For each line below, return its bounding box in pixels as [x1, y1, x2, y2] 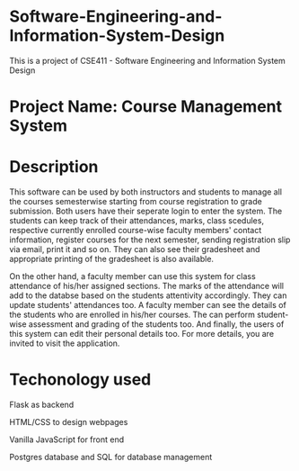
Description [9, 157, 99, 177]
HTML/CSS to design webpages [9, 417, 128, 427]
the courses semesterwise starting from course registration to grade [9, 196, 262, 207]
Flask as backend [9, 399, 75, 410]
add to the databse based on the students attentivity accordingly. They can [9, 290, 287, 301]
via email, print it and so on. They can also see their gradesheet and [9, 244, 260, 255]
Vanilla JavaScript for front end [9, 434, 125, 445]
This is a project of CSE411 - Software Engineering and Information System [9, 55, 286, 66]
